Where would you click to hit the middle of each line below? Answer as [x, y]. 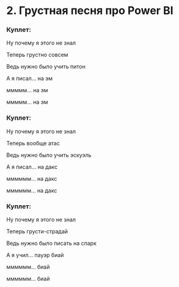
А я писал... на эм [30, 78]
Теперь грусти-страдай [37, 231]
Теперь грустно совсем [37, 55]
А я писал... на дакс [32, 167]
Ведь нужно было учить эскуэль [49, 155]
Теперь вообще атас [33, 143]
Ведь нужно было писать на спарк [51, 243]
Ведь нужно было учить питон [46, 67]
